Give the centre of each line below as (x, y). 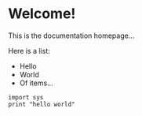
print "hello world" (42, 104)
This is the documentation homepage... (71, 36)
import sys (26, 97)
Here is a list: (29, 51)
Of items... (36, 83)
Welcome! (42, 14)
